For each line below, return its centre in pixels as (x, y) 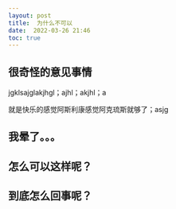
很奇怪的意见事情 (50, 72)
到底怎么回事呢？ (50, 196)
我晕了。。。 (35, 137)
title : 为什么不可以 (41, 23)
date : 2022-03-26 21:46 (49, 30)
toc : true (25, 38)
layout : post (30, 15)
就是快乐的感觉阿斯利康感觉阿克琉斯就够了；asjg (88, 110)
